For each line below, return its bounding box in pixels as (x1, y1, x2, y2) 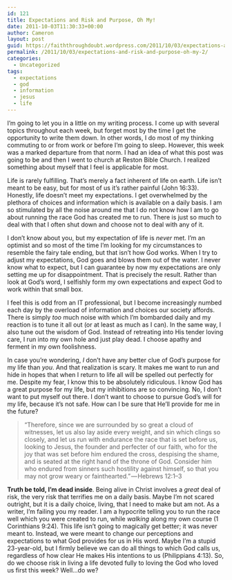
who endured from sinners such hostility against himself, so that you (23, 464, 219, 473)
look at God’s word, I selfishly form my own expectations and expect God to (7, 278, 222, 286)
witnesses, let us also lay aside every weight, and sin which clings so (23, 427, 221, 436)
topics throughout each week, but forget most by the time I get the (7, 126, 197, 135)
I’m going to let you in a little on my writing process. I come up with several (7, 119, 220, 127)
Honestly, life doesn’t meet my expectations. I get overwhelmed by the (7, 191, 208, 199)
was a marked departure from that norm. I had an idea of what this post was (7, 148, 224, 156)
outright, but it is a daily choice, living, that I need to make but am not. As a (7, 500, 220, 508)
